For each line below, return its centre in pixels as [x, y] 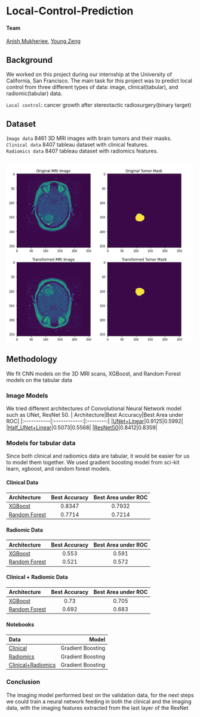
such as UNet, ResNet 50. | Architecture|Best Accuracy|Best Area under [95, 415]
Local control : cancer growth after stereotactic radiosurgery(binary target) [99, 105]
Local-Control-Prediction [70, 11]
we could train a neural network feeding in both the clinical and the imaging [99, 701]
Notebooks [20, 624]
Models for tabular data [41, 443]
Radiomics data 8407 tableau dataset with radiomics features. [82, 151]
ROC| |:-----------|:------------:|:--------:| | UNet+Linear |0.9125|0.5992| [95, 421]
